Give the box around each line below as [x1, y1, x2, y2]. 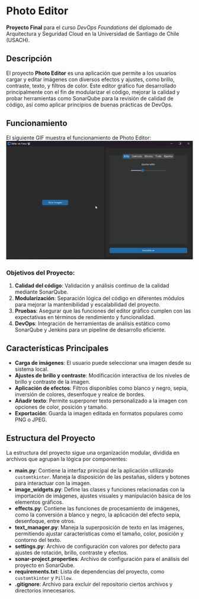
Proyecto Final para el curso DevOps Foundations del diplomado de [6, 24, 172, 31]
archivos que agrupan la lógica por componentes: [6, 455, 128, 462]
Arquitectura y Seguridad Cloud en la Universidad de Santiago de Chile [6, 30, 179, 37]
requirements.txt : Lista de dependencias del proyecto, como [14, 568, 165, 575]
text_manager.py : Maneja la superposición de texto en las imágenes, [14, 524, 185, 531]
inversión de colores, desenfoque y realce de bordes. [14, 390, 146, 398]
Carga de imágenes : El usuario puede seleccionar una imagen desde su [14, 359, 191, 366]
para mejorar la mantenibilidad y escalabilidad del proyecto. [14, 301, 161, 308]
